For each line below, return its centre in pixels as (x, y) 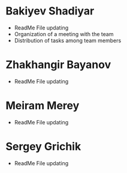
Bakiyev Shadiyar (50, 11)
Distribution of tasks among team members (68, 40)
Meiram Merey (43, 106)
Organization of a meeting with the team (64, 34)
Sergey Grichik (43, 147)
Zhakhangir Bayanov (58, 65)
